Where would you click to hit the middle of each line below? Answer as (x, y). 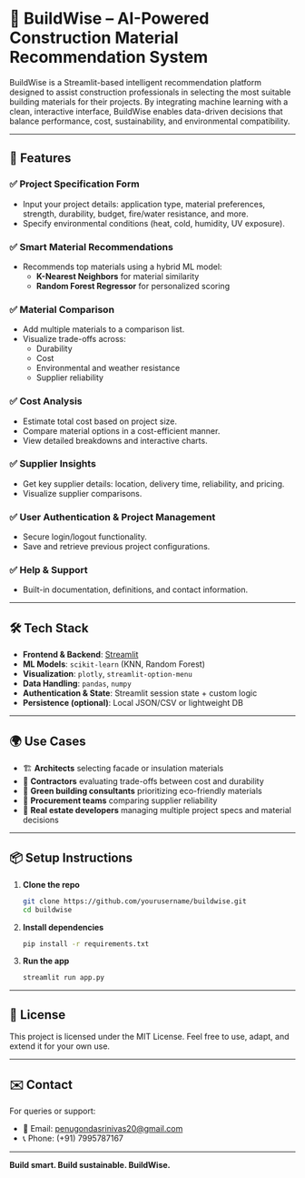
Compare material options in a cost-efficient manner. (121, 430)
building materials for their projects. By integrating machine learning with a (149, 101)
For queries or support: (53, 1111)
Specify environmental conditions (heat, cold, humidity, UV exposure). (154, 223)
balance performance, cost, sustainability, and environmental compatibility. (150, 121)
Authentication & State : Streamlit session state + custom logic (140, 693)
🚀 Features (40, 158)
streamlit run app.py (63, 978)
